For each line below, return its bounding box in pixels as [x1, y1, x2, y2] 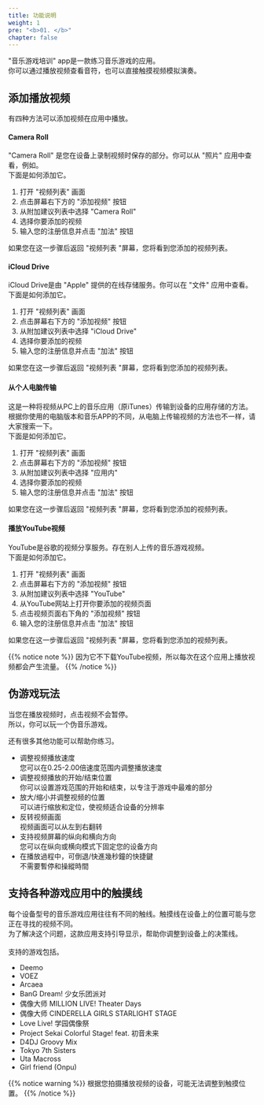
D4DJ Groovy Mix [19, 1037, 78, 1047]
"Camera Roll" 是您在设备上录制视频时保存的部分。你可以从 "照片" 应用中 [8, 151, 245, 160]
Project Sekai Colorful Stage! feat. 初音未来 [19, 1028, 159, 1037]
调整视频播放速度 [19, 753, 75, 762]
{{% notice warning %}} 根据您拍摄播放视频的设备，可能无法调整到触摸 [8, 1078, 240, 1088]
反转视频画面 [19, 812, 61, 821]
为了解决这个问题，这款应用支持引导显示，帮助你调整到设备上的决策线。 [8, 928, 242, 938]
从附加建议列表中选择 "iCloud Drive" [19, 326, 137, 336]
